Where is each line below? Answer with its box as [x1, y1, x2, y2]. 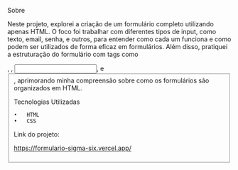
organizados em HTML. [13, 83, 83, 92]
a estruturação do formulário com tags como [7, 50, 139, 58]
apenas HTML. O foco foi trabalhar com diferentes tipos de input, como [7, 28, 217, 36]
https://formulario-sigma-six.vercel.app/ [13, 144, 131, 152]
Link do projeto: [13, 129, 60, 138]
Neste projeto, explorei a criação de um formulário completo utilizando [7, 20, 215, 28]
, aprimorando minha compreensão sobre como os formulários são [13, 76, 210, 85]
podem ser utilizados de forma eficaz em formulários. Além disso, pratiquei [7, 43, 228, 51]
